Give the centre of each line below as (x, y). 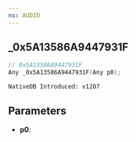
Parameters (37, 111)
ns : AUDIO (24, 15)
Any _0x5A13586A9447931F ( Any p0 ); (65, 73)
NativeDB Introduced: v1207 (54, 87)
